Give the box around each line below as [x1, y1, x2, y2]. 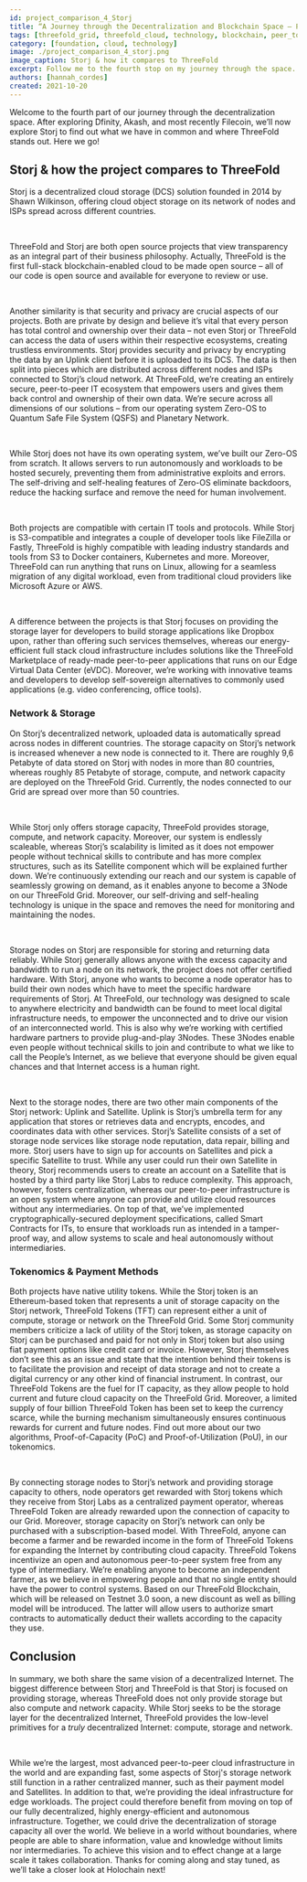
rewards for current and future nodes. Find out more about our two [9, 1422, 261, 1433]
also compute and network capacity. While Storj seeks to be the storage [9, 1702, 281, 1713]
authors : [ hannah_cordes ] [9, 73, 108, 82]
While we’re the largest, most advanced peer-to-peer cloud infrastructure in [9, 1757, 295, 1768]
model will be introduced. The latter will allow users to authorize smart [9, 1603, 274, 1614]
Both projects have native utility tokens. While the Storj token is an [9, 1286, 259, 1297]
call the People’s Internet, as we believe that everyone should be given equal [9, 1051, 298, 1062]
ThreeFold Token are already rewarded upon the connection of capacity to [9, 1506, 291, 1517]
